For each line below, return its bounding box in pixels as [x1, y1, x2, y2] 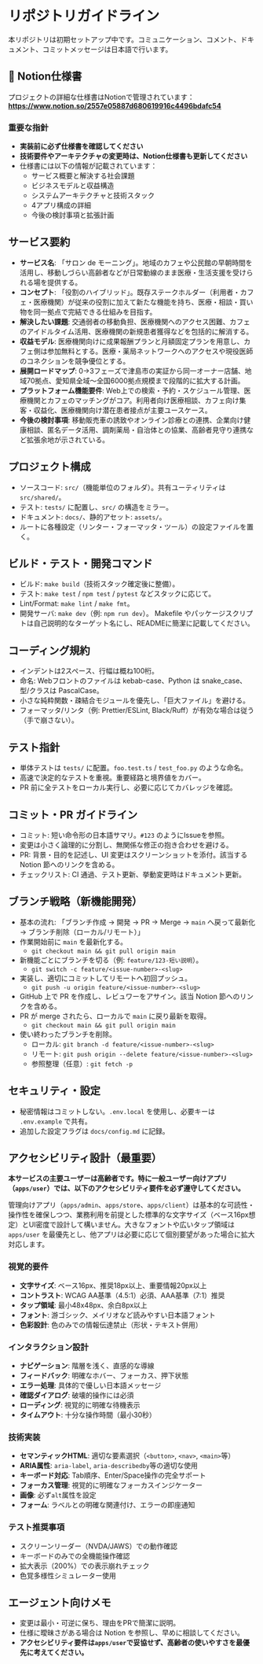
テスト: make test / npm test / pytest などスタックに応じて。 [19, 589, 216, 599]
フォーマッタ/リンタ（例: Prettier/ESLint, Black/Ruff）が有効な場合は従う [19, 706, 255, 715]
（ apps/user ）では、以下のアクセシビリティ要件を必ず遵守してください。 [8, 1183, 246, 1193]
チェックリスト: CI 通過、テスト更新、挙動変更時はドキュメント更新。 [19, 869, 246, 879]
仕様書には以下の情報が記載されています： [19, 161, 158, 171]
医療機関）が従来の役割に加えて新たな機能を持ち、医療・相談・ [33, 297, 240, 307]
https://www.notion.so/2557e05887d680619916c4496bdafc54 [8, 101, 221, 110]
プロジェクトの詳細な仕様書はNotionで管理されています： [8, 92, 195, 101]
